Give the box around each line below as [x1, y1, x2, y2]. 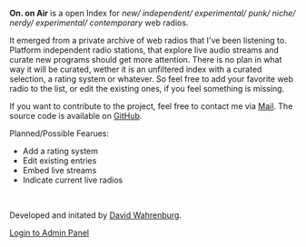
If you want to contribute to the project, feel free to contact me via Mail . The [9, 101, 293, 112]
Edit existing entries [22, 155, 97, 166]
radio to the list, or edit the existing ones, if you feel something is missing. [9, 84, 285, 94]
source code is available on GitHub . [9, 111, 143, 121]
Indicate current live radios [22, 174, 123, 185]
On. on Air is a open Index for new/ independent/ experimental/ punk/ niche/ [9, 8, 296, 18]
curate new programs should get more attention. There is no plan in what [9, 54, 282, 64]
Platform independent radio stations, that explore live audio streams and [9, 44, 280, 55]
